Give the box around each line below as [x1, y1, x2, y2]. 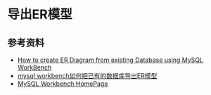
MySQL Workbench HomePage [17, 80, 108, 88]
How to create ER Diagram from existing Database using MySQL [17, 56, 204, 64]
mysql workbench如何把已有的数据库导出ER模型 [17, 72, 158, 80]
